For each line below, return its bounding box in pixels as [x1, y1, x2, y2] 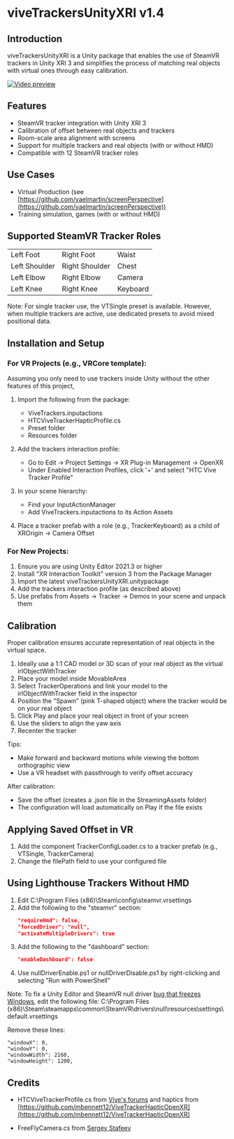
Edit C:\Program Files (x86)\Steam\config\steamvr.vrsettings [17, 896, 192, 904]
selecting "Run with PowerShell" [17, 976, 110, 985]
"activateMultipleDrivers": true [17, 930, 115, 937]
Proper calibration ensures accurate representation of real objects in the [7, 639, 215, 647]
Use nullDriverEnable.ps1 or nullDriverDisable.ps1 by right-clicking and [17, 969, 220, 977]
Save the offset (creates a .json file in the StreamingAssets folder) [17, 796, 207, 804]
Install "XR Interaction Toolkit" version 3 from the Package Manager [17, 570, 212, 578]
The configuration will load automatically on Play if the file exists [17, 803, 203, 812]
